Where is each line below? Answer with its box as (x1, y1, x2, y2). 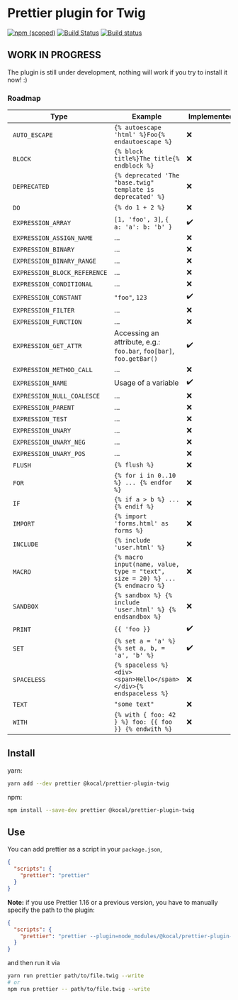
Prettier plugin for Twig (7, 5, 146, 21)
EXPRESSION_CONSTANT (13, 293, 82, 301)
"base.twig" (114, 179, 154, 187)
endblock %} (114, 162, 154, 170)
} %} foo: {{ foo (114, 718, 173, 726)
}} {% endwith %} (114, 725, 173, 733)
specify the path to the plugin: (7, 906, 96, 914)
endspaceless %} (114, 690, 169, 697)
